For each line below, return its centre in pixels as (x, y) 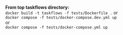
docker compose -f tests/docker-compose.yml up (57, 27)
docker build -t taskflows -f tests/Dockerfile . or (62, 13)
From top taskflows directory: (37, 7)
